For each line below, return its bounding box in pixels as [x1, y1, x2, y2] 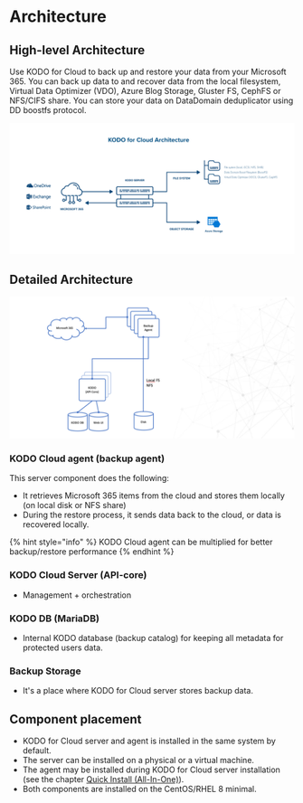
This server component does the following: [9, 473, 170, 484]
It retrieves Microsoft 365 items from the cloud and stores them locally [22, 490, 285, 501]
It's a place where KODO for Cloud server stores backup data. [22, 685, 253, 696]
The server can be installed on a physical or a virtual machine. [22, 755, 255, 766]
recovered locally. [22, 519, 90, 530]
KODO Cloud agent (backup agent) [9, 452, 166, 465]
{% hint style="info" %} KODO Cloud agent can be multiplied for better [9, 536, 273, 548]
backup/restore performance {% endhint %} [9, 546, 175, 557]
